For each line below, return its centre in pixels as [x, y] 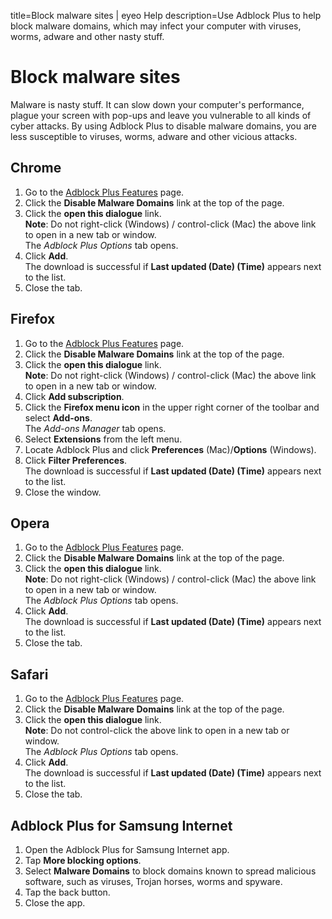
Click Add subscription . [74, 396]
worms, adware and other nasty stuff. [87, 36]
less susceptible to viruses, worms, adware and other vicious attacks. [154, 136]
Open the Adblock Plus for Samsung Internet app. [127, 849]
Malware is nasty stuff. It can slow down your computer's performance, [157, 104]
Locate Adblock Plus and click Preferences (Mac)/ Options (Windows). [170, 449]
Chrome [36, 168]
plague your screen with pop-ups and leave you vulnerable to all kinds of [161, 115]
